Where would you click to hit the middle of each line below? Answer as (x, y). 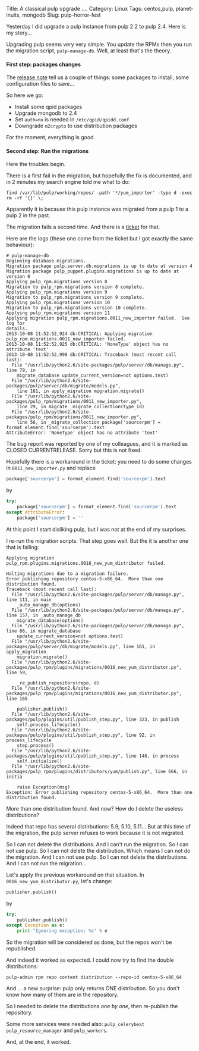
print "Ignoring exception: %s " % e (62, 931)
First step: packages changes (44, 64)
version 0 (18, 277)
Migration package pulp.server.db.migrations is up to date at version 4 (99, 266)
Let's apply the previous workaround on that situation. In (75, 875)
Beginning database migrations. (46, 261)
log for (16, 324)
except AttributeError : (36, 512)
